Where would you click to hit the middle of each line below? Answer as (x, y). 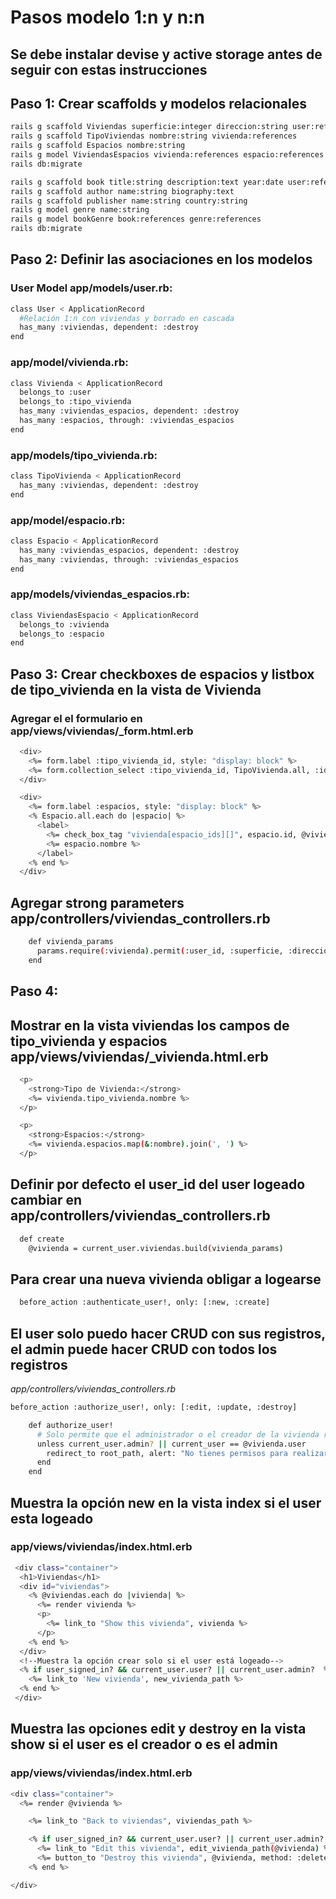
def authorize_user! (71, 1425)
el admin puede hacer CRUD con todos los (144, 1349)
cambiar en (46, 1200)
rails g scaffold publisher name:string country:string (129, 201)
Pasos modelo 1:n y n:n (107, 17)
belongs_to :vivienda (64, 624)
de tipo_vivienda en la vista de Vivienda (136, 689)
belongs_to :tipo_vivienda (75, 402)
